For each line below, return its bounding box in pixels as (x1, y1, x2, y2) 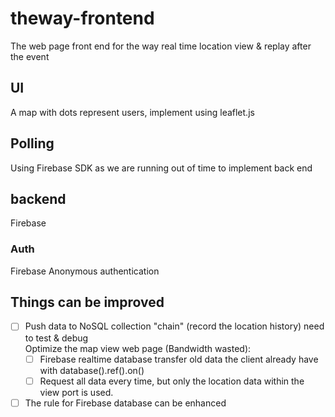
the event (10, 50, 50, 62)
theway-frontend (10, 7, 155, 30)
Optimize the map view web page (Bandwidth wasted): (24, 342, 252, 354)
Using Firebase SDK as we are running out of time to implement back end (10, 162, 313, 174)
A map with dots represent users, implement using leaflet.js (10, 106, 255, 118)
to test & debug (24, 332, 89, 344)
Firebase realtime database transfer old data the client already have (39, 353, 319, 365)
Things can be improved (10, 294, 165, 311)
